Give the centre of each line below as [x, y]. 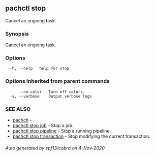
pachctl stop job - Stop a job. [43, 126]
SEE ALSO [18, 109]
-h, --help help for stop [40, 69]
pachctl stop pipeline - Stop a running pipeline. [61, 131]
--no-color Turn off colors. [52, 92]
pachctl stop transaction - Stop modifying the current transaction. [82, 136]
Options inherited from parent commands [58, 81]
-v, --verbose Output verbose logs [51, 96]
